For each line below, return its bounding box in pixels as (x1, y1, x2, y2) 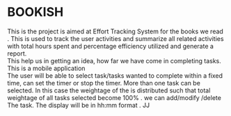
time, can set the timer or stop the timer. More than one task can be (7, 78, 200, 87)
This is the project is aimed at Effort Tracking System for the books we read (7, 27, 224, 35)
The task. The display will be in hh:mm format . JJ (7, 101, 150, 109)
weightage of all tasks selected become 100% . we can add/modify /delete (7, 93, 221, 101)
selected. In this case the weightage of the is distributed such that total (7, 86, 211, 94)
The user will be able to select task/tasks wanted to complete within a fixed (7, 71, 223, 80)
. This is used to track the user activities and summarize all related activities (7, 34, 224, 42)
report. (7, 49, 27, 58)
